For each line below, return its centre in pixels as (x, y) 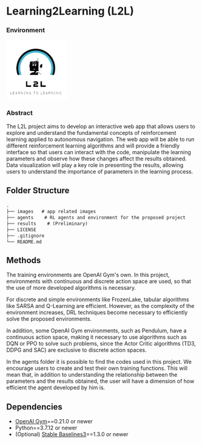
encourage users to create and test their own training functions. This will (97, 368)
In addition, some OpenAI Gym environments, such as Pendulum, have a (96, 331)
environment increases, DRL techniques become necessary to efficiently (97, 313)
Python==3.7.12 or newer (46, 428)
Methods (24, 260)
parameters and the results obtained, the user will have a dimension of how (100, 381)
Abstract (20, 113)
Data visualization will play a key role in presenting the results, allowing (95, 165)
